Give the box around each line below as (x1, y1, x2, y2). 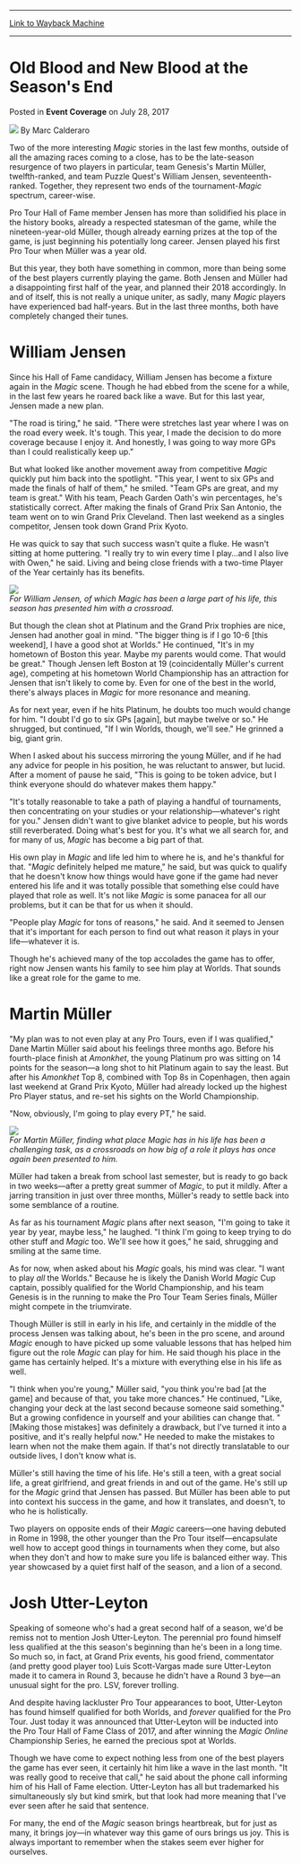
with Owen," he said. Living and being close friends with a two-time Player (9, 557, 284, 568)
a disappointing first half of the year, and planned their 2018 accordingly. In (9, 282, 287, 293)
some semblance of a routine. (9, 1199, 119, 1210)
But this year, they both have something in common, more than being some (9, 262, 287, 274)
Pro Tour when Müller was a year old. (9, 245, 148, 256)
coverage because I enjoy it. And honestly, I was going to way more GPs (9, 436, 276, 447)
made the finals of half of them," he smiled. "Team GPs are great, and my (9, 482, 279, 494)
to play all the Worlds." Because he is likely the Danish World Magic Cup (9, 1272, 276, 1283)
